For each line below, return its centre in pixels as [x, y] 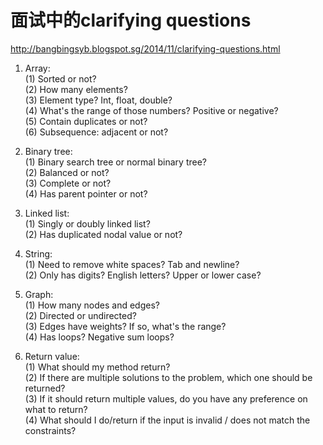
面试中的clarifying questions [131, 20]
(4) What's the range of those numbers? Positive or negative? [151, 110]
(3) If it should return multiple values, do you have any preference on [166, 398]
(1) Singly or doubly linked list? [87, 223]
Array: [37, 68]
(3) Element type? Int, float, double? [98, 100]
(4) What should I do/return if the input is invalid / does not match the [167, 420]
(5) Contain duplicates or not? [86, 121]
